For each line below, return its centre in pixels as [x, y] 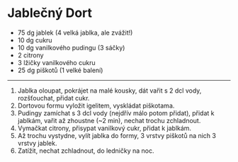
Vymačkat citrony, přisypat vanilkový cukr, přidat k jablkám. [104, 128]
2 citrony [30, 55]
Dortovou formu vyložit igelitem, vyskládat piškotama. [96, 105]
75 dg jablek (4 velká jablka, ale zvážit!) [75, 33]
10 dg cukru [35, 40]
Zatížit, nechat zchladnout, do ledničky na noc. [86, 151]
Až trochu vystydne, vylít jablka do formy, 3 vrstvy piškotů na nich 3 [117, 135]
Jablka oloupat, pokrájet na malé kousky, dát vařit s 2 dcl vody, [109, 91]
